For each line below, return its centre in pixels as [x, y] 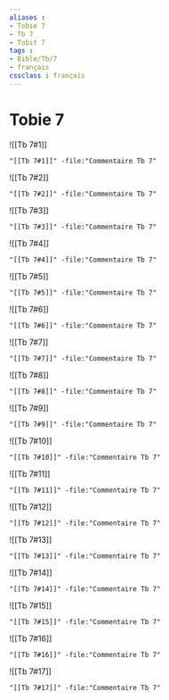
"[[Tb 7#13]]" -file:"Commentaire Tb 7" [85, 556]
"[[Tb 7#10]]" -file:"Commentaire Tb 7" [85, 457]
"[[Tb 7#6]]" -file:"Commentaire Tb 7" [83, 325]
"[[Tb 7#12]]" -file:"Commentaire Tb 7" [85, 523]
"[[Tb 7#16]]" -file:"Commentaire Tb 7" [85, 654]
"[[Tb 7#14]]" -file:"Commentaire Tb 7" [85, 589]
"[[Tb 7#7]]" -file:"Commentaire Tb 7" [83, 358]
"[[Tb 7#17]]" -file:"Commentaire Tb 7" [85, 687]
